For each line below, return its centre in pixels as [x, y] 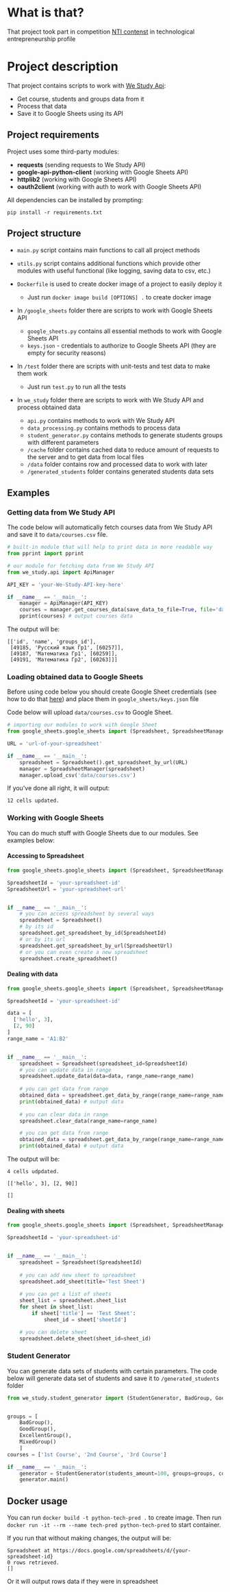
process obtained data [49, 407]
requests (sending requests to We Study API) [81, 164]
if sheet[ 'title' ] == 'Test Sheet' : [84, 1313]
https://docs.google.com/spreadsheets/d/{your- [122, 1551]
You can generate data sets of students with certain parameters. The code [112, 1371]
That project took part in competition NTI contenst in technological [101, 32]
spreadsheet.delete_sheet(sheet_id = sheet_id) [86, 1338]
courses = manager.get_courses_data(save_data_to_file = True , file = [117, 610]
